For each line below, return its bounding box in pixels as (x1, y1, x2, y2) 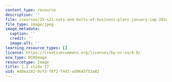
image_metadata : (5, 26, 40, 32)
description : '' (5, 12, 40, 17)
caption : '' (10, 31, 36, 36)
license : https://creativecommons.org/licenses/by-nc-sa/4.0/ (5, 50, 141, 55)
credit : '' (10, 36, 33, 41)
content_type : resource (5, 7, 56, 13)
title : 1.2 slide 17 (5, 64, 50, 69)
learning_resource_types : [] (5, 45, 68, 50)
